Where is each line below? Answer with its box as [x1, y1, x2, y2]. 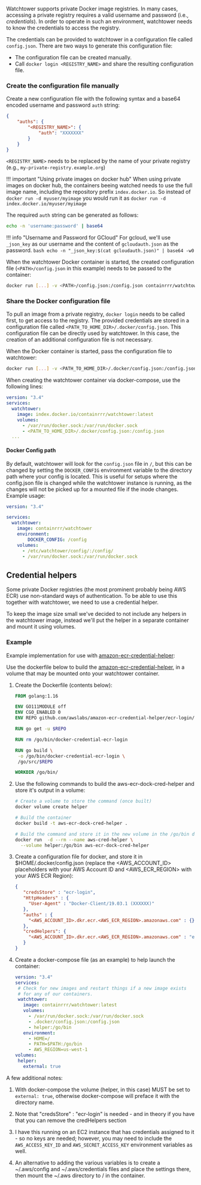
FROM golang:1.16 [14, 693, 59, 699]
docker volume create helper [14, 804, 88, 810]
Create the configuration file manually [6, 81, 120, 89]
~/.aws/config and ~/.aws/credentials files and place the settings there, [14, 1165, 191, 1172]
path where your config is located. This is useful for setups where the [6, 472, 178, 480]
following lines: [6, 383, 44, 390]
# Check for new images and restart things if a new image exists [17, 985, 187, 991]
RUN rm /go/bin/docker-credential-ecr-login [14, 737, 128, 743]
